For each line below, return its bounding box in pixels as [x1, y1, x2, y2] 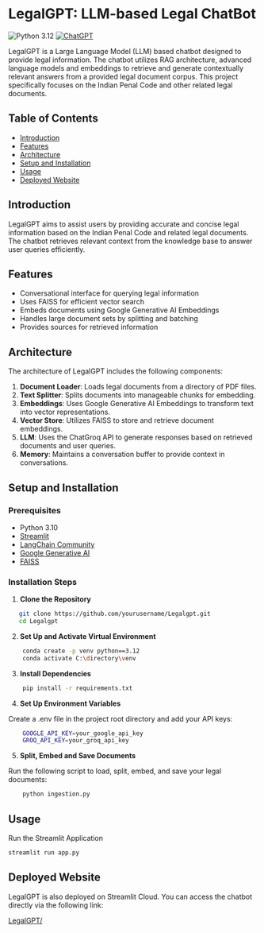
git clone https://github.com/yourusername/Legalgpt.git [18, 610, 212, 618]
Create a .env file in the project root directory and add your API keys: [8, 714, 233, 723]
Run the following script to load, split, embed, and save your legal [8, 766, 222, 776]
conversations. [19, 458, 69, 467]
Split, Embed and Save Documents [19, 751, 136, 761]
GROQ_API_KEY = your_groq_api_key [22, 737, 129, 745]
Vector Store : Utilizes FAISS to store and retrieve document [19, 416, 214, 425]
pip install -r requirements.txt [22, 684, 133, 692]
